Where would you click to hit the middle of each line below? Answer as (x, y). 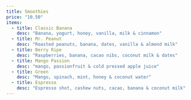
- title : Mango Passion (40, 61)
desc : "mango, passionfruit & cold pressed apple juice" (88, 66)
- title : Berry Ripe (37, 50)
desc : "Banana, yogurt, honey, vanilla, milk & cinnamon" (89, 34)
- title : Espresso (34, 83)
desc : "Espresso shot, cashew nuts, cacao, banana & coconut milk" (101, 88)
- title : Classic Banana (42, 28)
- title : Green (30, 72)
